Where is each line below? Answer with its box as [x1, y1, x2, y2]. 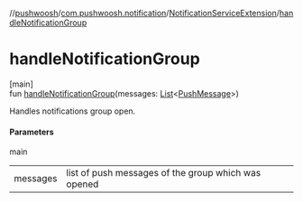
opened [66, 178, 99, 190]
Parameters [9, 126, 54, 137]
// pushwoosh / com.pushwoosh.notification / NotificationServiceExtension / [9, 8, 280, 18]
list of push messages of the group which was [66, 167, 262, 179]
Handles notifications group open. [9, 106, 136, 116]
